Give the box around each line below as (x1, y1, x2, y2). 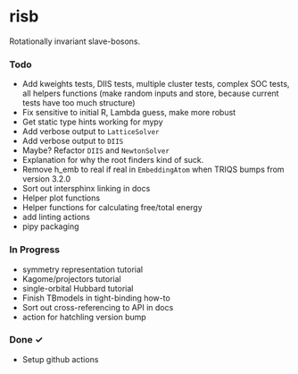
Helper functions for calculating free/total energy (21, 202, 203, 213)
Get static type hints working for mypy (21, 116, 163, 127)
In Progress (9, 243, 61, 256)
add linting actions (21, 212, 91, 223)
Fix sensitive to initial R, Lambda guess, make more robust (21, 107, 236, 118)
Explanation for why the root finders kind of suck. (21, 155, 204, 166)
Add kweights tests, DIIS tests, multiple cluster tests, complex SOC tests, (21, 79, 290, 89)
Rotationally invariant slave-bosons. (9, 36, 141, 47)
